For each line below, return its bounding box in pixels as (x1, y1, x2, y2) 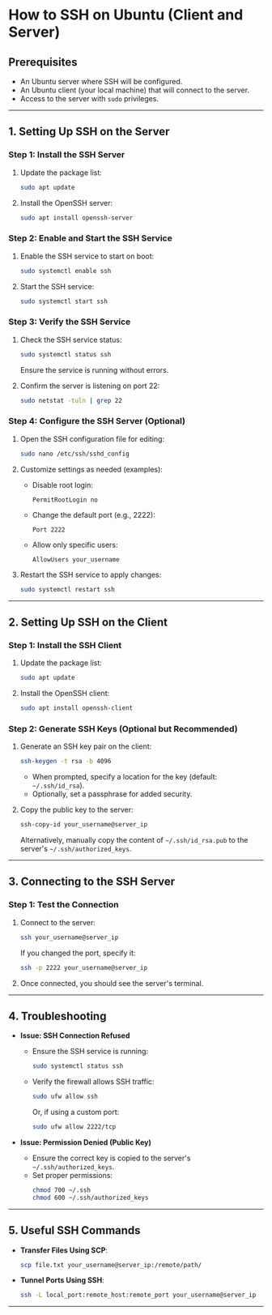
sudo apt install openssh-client (19, 704, 134, 712)
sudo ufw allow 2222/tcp (32, 1123, 117, 1131)
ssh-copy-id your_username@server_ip (19, 821, 148, 829)
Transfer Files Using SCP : (19, 1245, 108, 1255)
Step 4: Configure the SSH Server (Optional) (8, 416, 186, 427)
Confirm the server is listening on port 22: (19, 381, 160, 391)
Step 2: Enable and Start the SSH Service (8, 233, 172, 244)
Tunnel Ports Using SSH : (19, 1275, 105, 1285)
